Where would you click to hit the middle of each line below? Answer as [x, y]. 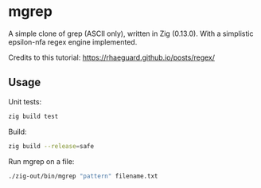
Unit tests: [25, 101]
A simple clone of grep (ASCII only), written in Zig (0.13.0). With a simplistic [131, 33]
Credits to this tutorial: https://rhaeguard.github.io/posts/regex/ [112, 57]
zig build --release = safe [51, 146]
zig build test [33, 116]
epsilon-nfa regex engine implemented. [73, 41]
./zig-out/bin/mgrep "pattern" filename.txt [83, 176]
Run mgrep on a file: [41, 161]
